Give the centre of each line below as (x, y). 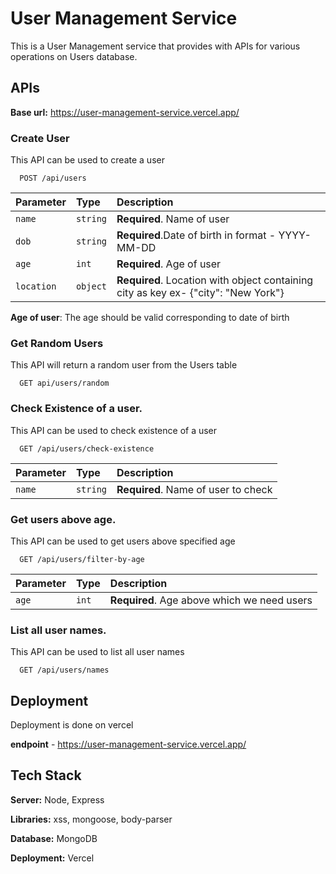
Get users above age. (63, 519)
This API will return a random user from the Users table (124, 365)
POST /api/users (53, 178)
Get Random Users (57, 343)
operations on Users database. (74, 56)
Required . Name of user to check (194, 489)
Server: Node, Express (57, 799)
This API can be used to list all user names (97, 652)
